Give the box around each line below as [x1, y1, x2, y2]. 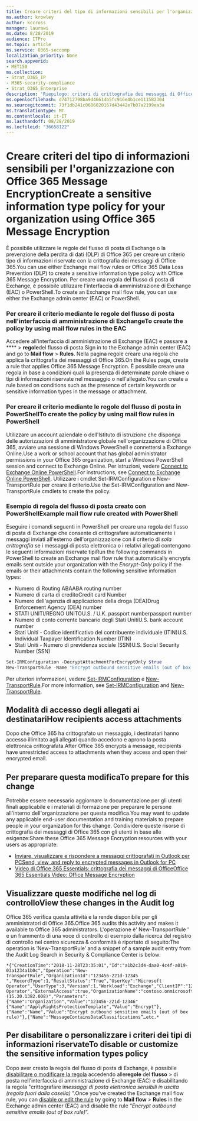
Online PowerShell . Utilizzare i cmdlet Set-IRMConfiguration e [6, 475, 156, 482]
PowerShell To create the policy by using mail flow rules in [6, 410, 175, 419]
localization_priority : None [6, 53, 78, 59]
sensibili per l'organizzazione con [6, 162, 175, 176]
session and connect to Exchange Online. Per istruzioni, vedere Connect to [6, 462, 188, 469]
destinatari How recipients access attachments [6, 714, 181, 724]
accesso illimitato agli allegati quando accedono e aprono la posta [6, 736, 167, 743]
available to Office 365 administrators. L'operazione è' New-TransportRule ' [6, 926, 189, 933]
